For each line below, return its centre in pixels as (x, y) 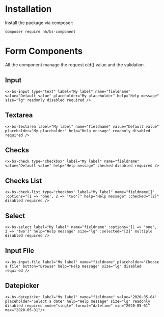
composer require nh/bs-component (41, 31)
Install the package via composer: (39, 23)
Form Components (44, 51)
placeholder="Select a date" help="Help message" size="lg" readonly (78, 301)
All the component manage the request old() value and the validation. (75, 64)
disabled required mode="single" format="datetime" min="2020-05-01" (78, 306)
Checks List (24, 181)
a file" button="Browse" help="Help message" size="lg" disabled (73, 266)
